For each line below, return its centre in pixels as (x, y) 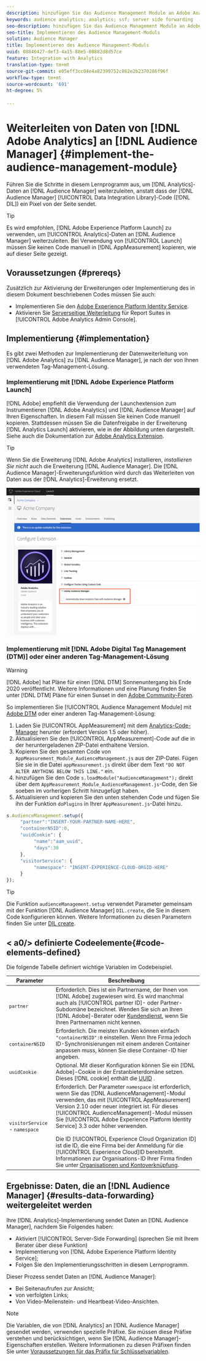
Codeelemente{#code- (120, 943)
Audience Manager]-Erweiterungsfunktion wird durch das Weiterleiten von (101, 472)
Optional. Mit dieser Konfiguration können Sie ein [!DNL (125, 1065)
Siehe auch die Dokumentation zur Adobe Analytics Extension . (85, 436)
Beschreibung (127, 981)
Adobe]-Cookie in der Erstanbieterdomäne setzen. (120, 1072)
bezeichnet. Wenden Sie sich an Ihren (135, 1009)
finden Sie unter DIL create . (41, 923)
